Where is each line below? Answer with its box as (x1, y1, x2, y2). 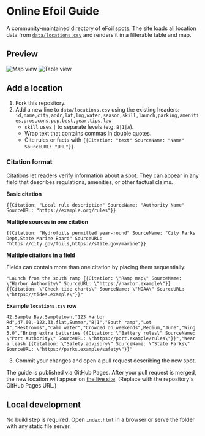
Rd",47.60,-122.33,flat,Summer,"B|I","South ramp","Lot (6, 319, 152, 326)
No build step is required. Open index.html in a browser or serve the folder (6, 416, 195, 423)
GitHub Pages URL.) (6, 381, 57, 389)
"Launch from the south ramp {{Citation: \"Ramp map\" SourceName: (6, 275, 182, 281)
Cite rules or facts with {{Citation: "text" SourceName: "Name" (24, 136, 185, 143)
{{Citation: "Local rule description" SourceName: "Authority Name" (6, 202, 185, 208)
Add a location (6, 83, 63, 93)
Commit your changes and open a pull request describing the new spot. (15, 357, 196, 364)
